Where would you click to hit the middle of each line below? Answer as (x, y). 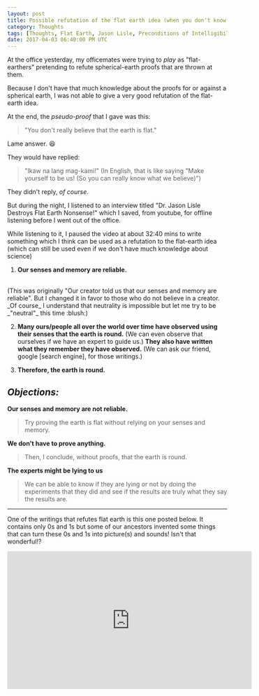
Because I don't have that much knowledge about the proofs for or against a (117, 88)
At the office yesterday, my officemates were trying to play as (96, 60)
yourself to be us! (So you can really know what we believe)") (112, 179)
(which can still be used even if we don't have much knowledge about (108, 249)
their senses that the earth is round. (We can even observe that (110, 334)
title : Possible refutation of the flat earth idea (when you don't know (117, 20)
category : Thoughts (36, 27)
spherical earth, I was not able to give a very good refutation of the (103, 96)
